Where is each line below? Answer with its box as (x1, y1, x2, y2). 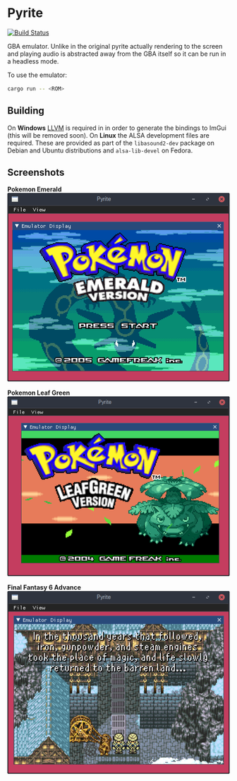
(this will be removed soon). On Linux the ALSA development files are (7, 131, 209, 139)
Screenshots (7, 167, 65, 179)
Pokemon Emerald (7, 185, 62, 193)
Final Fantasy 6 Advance (7, 583, 81, 591)
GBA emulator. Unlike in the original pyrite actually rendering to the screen (7, 42, 223, 50)
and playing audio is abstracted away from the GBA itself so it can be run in (7, 49, 226, 58)
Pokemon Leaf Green (7, 388, 71, 397)
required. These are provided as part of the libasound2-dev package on (7, 138, 215, 147)
